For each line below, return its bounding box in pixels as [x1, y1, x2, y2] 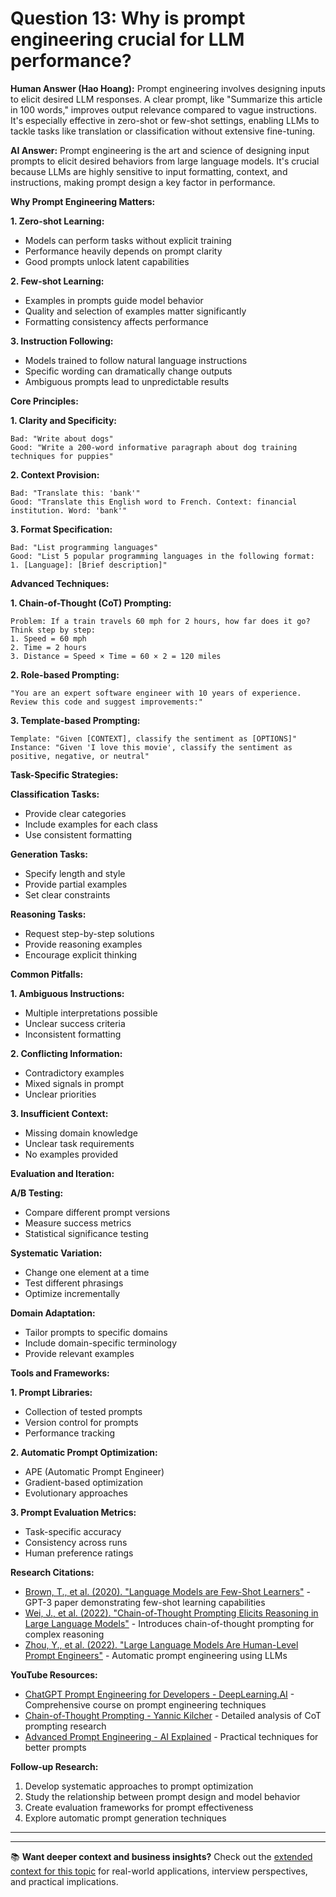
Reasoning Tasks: [10, 908, 87, 920]
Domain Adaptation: [10, 1307, 96, 1319]
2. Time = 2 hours [10, 642, 87, 652]
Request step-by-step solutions [24, 927, 155, 939]
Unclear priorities [24, 1088, 97, 1100]
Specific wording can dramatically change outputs [24, 365, 233, 377]
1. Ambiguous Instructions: [10, 987, 125, 999]
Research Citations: [10, 1566, 95, 1578]
